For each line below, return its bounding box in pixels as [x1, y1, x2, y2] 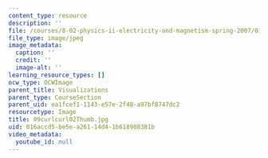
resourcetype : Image [8, 109, 77, 117]
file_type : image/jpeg [8, 34, 84, 42]
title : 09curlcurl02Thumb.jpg [8, 116, 109, 124]
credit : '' [15, 57, 52, 65]
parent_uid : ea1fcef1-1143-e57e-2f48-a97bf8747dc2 [8, 101, 180, 109]
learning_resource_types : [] [8, 71, 105, 79]
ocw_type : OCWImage [8, 78, 73, 86]
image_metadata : [8, 41, 62, 49]
